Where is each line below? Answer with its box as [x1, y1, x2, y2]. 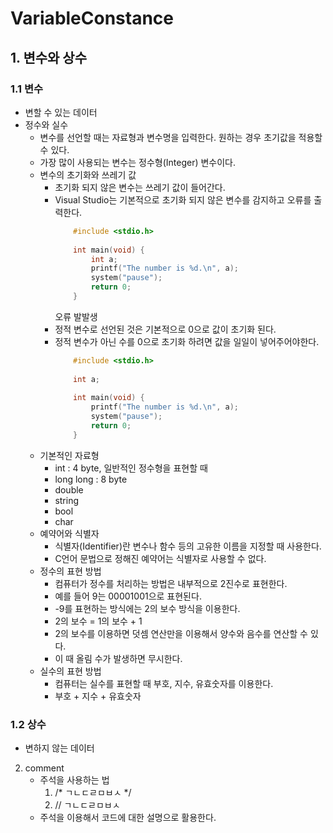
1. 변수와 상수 [10, 49, 87, 66]
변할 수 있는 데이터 [24, 106, 98, 118]
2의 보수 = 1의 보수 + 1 [54, 615, 143, 627]
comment [24, 762, 65, 774]
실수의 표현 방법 [39, 665, 102, 677]
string [54, 494, 80, 506]
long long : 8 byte [54, 473, 128, 485]
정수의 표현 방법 [39, 565, 102, 577]
